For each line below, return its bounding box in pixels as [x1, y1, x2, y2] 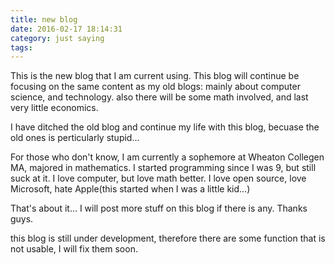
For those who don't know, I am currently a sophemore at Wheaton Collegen [10, 151, 325, 163]
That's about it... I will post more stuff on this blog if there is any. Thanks [10, 202, 308, 215]
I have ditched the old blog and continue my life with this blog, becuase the [10, 121, 320, 133]
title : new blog [10, 14, 78, 25]
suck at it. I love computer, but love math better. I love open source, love [10, 172, 307, 185]
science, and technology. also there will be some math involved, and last [10, 91, 309, 103]
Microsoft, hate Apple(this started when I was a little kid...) [10, 183, 251, 195]
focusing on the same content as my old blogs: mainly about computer [10, 81, 301, 93]
